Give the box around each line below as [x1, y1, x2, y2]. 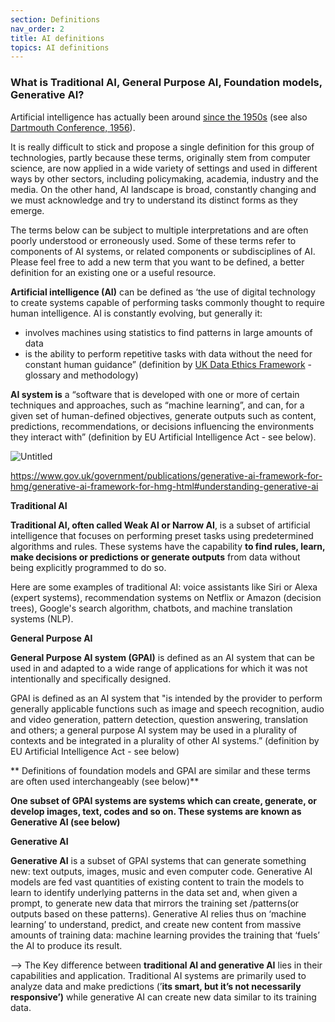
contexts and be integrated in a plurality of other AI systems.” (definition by [10, 734, 320, 746]
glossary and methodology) [24, 369, 139, 381]
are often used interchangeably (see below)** [10, 775, 200, 787]
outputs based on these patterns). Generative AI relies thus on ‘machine [10, 907, 307, 920]
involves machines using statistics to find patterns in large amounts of [24, 326, 313, 338]
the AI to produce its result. [10, 939, 123, 951]
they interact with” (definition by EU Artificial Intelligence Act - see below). [10, 431, 317, 443]
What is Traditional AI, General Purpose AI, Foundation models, [10, 76, 323, 90]
